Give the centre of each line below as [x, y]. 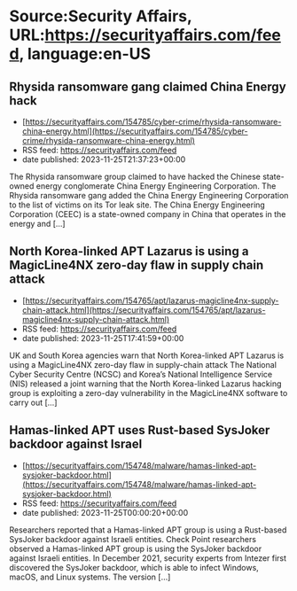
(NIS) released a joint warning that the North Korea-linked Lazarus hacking [145, 384]
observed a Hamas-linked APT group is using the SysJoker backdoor [136, 548]
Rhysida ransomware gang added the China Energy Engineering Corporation [149, 195]
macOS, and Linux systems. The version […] [90, 577]
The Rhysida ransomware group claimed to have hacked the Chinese [135, 176]
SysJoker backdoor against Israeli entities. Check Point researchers [133, 539]
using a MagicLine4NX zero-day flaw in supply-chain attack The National [143, 364]
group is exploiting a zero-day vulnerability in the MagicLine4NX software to [148, 393]
